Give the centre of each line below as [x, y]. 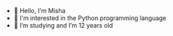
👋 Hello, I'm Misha [39, 11]
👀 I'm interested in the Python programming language [90, 18]
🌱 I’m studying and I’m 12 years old [63, 25]
